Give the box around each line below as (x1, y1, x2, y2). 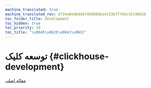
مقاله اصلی (5, 77, 26, 83)
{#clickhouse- (49, 51, 109, 62)
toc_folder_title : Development (5, 16, 69, 21)
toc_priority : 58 (5, 25, 41, 30)
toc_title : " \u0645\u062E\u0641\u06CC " (5, 30, 87, 35)
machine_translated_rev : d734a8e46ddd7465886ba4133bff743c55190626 (5, 12, 147, 17)
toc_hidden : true (5, 21, 41, 26)
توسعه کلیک (5, 51, 48, 62)
